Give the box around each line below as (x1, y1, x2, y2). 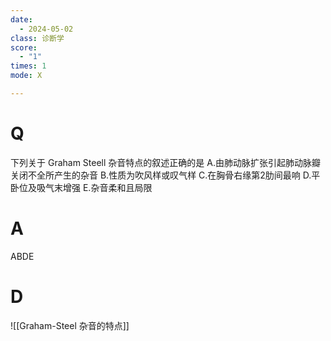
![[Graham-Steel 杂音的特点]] (10, 319, 130, 331)
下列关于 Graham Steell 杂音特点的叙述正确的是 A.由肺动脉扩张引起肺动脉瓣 (10, 156, 321, 168)
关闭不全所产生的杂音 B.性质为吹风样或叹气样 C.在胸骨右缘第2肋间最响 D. (10, 169, 312, 181)
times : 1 (10, 61, 47, 71)
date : (10, 14, 33, 25)
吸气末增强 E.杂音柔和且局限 (36, 181, 153, 193)
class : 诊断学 (10, 33, 65, 43)
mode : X (10, 71, 43, 81)
